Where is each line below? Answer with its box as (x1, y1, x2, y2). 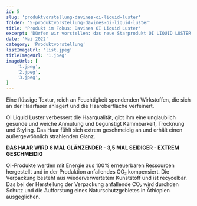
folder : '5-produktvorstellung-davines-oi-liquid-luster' (6, 19, 152, 25)
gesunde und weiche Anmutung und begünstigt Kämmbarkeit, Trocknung (6, 120, 185, 127)
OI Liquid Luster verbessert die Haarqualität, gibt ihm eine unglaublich (6, 114, 176, 121)
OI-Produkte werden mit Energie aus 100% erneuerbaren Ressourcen (6, 162, 175, 169)
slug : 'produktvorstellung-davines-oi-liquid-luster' (6, 14, 142, 20)
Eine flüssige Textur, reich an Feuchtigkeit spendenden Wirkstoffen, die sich (6, 96, 191, 103)
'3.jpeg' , (17, 74, 41, 80)
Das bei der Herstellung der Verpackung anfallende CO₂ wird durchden (6, 181, 179, 188)
